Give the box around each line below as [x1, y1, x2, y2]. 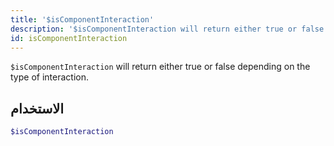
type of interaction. [10, 71, 89, 83]
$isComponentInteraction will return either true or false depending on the [10, 61, 311, 73]
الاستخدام [10, 100, 65, 117]
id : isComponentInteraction [10, 33, 128, 43]
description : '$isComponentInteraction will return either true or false [10, 24, 325, 34]
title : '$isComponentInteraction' [10, 14, 155, 25]
